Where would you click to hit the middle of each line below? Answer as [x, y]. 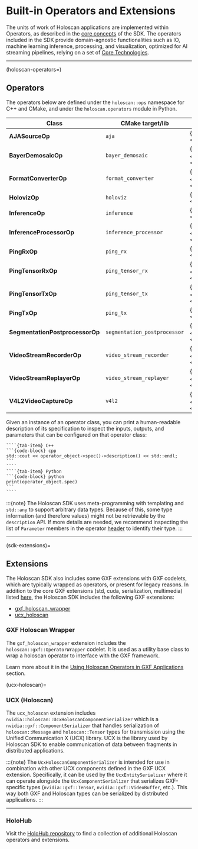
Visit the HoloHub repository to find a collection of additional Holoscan [92, 834]
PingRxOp [23, 251]
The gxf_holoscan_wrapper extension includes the [66, 643]
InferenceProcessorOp [42, 232]
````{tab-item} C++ [30, 446]
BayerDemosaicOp [36, 155]
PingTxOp [23, 313]
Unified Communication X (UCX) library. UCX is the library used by [87, 738]
